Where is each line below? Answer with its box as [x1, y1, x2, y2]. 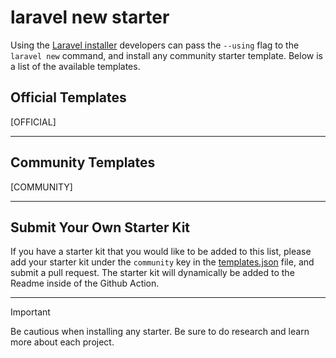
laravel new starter [10, 6, 170, 29]
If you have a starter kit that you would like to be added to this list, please [10, 246, 312, 258]
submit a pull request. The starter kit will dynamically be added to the [10, 267, 295, 279]
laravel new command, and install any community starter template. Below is [10, 49, 323, 61]
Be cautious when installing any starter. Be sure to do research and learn [10, 326, 310, 338]
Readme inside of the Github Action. [10, 277, 160, 290]
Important [10, 306, 51, 318]
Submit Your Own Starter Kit [10, 219, 191, 236]
